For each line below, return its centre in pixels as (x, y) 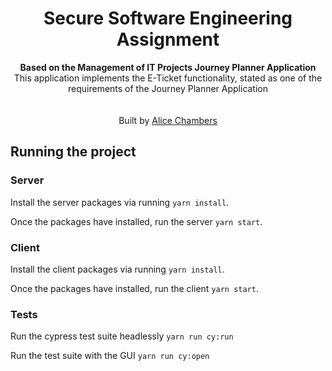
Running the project (73, 152)
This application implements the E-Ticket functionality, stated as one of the (168, 78)
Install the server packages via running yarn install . (120, 202)
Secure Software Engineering (168, 18)
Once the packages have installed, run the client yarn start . (134, 288)
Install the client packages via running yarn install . (117, 269)
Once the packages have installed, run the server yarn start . (136, 221)
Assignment (168, 39)
